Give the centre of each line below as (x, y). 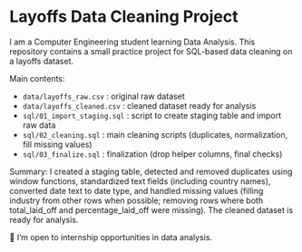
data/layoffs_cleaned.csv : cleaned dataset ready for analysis (139, 105)
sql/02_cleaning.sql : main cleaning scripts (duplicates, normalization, (155, 134)
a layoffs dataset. (42, 61)
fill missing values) (57, 144)
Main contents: (37, 78)
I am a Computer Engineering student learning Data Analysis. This (132, 42)
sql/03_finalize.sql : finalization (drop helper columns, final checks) (152, 154)
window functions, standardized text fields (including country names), (140, 181)
